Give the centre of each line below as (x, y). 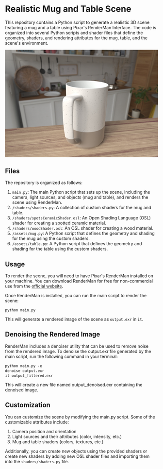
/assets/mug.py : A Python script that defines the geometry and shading (83, 234)
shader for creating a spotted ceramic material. (59, 223)
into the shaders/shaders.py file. (37, 461)
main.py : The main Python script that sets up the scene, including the (81, 192)
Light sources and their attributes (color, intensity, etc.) (67, 436)
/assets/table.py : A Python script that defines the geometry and (77, 244)
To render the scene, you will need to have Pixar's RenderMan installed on (79, 276)
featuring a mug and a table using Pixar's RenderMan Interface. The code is (81, 27)
